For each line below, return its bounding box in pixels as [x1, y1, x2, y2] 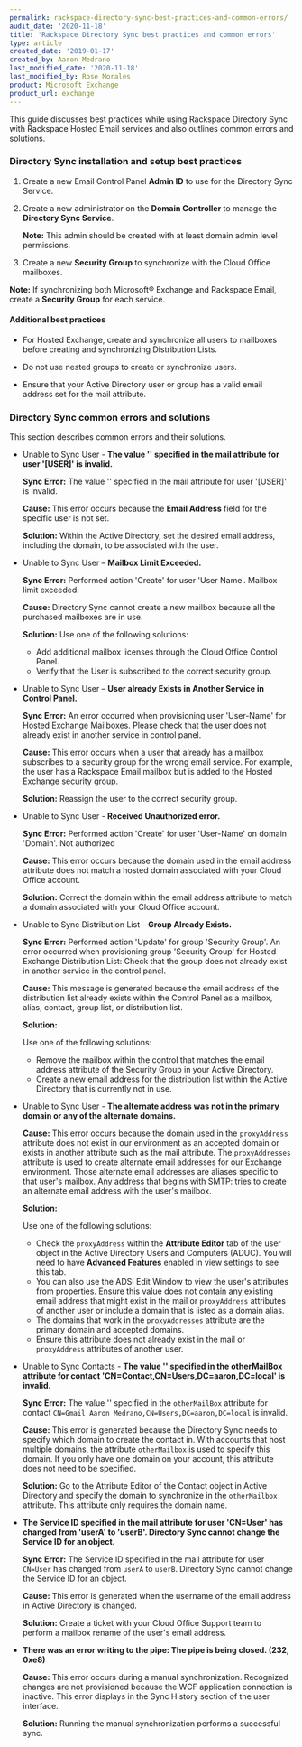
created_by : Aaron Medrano [9, 55, 111, 64]
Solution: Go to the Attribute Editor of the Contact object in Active [22, 1481, 268, 1491]
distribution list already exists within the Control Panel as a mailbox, [22, 992, 273, 1003]
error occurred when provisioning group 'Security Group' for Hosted [22, 946, 277, 957]
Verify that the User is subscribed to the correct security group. [35, 665, 272, 677]
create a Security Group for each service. [9, 293, 165, 304]
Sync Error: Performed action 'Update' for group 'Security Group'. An [22, 936, 281, 948]
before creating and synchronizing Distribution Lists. [22, 344, 218, 355]
